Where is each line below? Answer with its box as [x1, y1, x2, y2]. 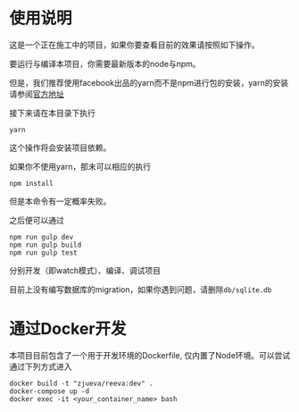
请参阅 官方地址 [9, 88, 64, 99]
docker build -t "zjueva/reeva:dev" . [9, 379, 154, 388]
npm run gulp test [9, 248, 78, 257]
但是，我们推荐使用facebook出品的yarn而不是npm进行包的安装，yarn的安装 [9, 77, 288, 88]
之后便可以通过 [9, 214, 64, 225]
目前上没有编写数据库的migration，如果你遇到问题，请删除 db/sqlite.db [9, 283, 272, 295]
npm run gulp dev [9, 232, 74, 241]
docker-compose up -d [9, 386, 90, 396]
